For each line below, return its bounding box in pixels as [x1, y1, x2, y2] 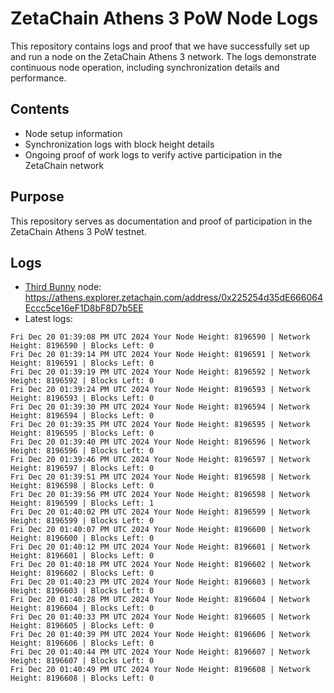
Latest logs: [24, 313, 73, 325]
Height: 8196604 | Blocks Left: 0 [10, 603, 155, 614]
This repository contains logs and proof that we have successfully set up [10, 40, 310, 52]
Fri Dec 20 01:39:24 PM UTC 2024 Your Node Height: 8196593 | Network [10, 385, 311, 395]
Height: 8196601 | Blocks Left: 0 [10, 551, 155, 561]
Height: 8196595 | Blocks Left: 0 [10, 428, 155, 439]
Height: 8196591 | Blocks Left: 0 [10, 358, 155, 369]
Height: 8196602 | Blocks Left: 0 [10, 568, 155, 579]
